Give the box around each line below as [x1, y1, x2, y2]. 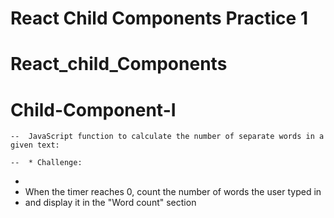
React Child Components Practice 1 [10, 7, 308, 30]
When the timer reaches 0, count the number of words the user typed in [24, 186, 322, 198]
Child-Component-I [10, 98, 177, 121]
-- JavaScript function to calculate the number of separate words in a [10, 132, 325, 142]
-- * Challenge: [10, 158, 83, 168]
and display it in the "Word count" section [24, 197, 197, 209]
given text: [10, 140, 60, 151]
